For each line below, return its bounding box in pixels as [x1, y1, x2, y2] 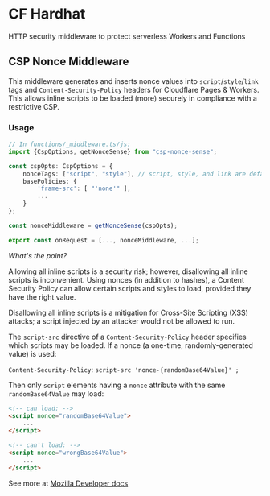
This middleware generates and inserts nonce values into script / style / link [8, 76, 259, 85]
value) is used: [8, 349, 57, 358]
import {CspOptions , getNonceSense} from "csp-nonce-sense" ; [8, 147, 218, 155]
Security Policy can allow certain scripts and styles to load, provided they [8, 283, 252, 293]
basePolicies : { [22, 177, 78, 185]
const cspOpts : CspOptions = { [8, 162, 113, 170]
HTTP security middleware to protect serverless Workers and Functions [8, 31, 246, 41]
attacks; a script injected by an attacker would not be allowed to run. [8, 316, 235, 326]
